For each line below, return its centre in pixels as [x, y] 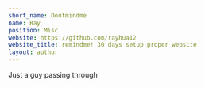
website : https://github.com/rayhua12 [72, 38]
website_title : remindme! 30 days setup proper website [102, 45]
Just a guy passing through [53, 75]
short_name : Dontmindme [48, 15]
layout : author [33, 52]
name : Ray [25, 23]
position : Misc [33, 30]
